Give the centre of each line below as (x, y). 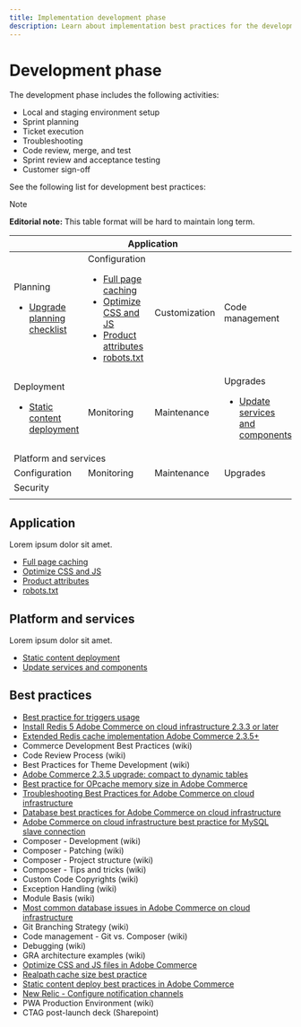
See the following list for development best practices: (107, 187)
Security (31, 488)
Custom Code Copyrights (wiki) (80, 879)
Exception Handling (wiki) (69, 888)
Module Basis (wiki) (59, 898)
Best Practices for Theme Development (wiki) (106, 764)
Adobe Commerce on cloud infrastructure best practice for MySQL (146, 822)
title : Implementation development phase (88, 17)
